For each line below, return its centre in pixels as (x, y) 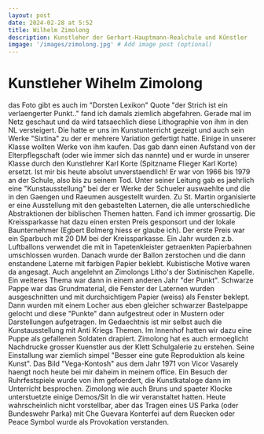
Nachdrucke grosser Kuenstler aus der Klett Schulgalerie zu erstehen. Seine (132, 347)
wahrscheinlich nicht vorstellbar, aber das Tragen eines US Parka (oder (123, 406)
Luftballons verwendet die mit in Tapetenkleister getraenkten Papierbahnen (130, 247)
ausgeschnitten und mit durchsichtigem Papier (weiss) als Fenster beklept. (129, 297)
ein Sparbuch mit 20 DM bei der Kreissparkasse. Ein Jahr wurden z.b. (121, 239)
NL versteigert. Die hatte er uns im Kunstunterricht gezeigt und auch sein (126, 130)
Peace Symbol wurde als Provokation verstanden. (89, 422)
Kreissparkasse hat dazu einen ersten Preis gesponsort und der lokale (122, 222)
